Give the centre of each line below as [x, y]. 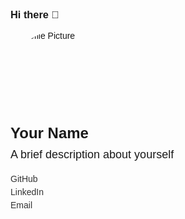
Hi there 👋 [35, 14]
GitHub [24, 179]
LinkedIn [27, 192]
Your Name [49, 133]
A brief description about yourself [92, 155]
